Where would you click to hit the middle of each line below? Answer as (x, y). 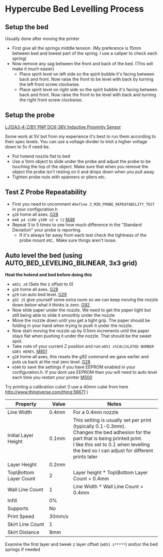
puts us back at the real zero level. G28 (51, 362)
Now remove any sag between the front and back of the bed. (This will (82, 64)
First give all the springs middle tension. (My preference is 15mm (77, 48)
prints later (85, 457)
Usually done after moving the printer (42, 38)
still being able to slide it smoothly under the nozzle (63, 315)
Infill (12, 500)
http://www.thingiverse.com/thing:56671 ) (47, 392)
